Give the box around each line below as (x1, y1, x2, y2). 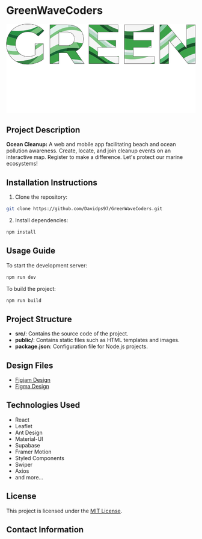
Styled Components (14, 454, 65, 461)
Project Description (6, 125, 81, 135)
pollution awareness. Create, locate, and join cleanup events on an (6, 147, 171, 154)
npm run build (6, 298, 42, 304)
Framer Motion (14, 448, 52, 455)
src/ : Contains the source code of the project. (14, 330, 129, 337)
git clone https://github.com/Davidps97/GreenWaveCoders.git (6, 206, 163, 212)
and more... (14, 473, 44, 481)
